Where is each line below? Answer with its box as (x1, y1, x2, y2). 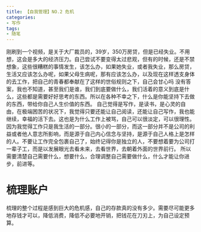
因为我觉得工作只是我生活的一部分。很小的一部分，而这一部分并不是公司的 (6, 123, 190, 130)
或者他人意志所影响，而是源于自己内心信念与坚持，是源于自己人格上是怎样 (11, 130, 195, 138)
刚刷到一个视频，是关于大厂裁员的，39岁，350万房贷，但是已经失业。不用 (6, 48, 190, 56)
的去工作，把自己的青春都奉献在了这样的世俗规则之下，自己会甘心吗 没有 (6, 78, 186, 86)
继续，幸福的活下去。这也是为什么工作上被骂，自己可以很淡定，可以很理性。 (6, 115, 195, 123)
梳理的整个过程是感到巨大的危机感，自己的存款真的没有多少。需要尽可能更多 (6, 204, 195, 212)
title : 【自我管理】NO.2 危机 (6, 8, 75, 15)
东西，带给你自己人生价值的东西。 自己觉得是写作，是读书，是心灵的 (11, 100, 181, 108)
